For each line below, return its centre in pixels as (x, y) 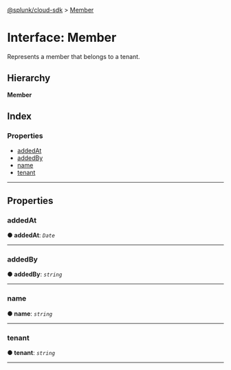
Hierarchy (29, 78)
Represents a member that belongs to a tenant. (74, 56)
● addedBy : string (35, 275)
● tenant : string (31, 353)
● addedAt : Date (31, 235)
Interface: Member (62, 38)
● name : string (30, 313)
